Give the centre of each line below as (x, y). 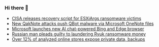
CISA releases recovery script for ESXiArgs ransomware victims (76, 19)
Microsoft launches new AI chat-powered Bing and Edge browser (78, 29)
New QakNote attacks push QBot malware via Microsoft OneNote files (83, 23)
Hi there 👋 (17, 8)
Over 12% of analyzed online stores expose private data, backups (78, 39)
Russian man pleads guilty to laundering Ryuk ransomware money (79, 34)
